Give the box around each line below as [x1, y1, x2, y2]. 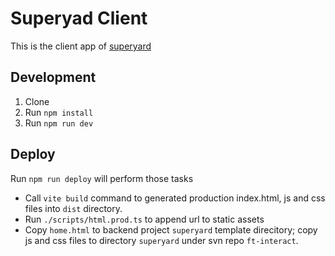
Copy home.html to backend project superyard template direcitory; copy [24, 223, 318, 236]
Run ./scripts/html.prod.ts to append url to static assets [24, 213, 265, 225]
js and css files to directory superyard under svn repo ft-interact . [24, 234, 299, 246]
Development [10, 69, 97, 86]
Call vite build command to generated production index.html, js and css [24, 192, 326, 204]
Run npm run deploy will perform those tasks [10, 172, 194, 184]
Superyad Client [10, 7, 148, 30]
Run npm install [24, 106, 94, 118]
